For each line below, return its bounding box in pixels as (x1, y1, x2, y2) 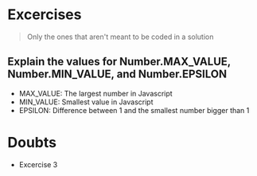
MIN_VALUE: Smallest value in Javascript (18, 97, 154, 107)
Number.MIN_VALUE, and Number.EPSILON (7, 68, 228, 81)
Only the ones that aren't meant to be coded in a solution (26, 32, 214, 41)
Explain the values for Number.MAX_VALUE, (7, 55, 232, 68)
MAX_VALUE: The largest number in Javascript (18, 88, 173, 98)
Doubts (7, 133, 57, 151)
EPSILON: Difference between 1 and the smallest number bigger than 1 (18, 105, 250, 115)
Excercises (7, 6, 82, 24)
